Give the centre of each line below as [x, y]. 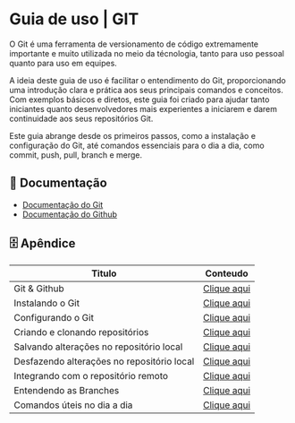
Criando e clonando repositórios [81, 332]
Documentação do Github [70, 214]
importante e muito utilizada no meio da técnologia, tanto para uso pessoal [147, 53]
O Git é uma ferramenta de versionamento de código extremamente [134, 44]
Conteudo [227, 273]
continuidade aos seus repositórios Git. [81, 118]
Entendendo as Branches [67, 390]
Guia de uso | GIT [74, 19]
